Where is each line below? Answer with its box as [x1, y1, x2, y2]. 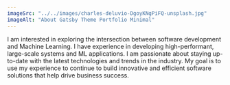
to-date [7, 56, 29, 65]
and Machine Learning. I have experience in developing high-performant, [7, 42, 214, 50]
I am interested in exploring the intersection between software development [7, 35, 222, 43]
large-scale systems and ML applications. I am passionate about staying [7, 49, 211, 58]
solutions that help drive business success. [7, 71, 129, 79]
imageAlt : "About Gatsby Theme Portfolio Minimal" [7, 16, 155, 23]
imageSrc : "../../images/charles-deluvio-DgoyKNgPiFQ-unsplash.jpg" [7, 10, 207, 17]
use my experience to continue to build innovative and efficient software [7, 64, 211, 72]
